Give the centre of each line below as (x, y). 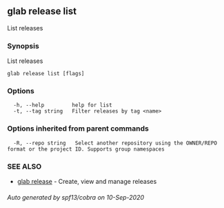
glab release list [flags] (46, 74)
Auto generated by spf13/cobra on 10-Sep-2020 (76, 197)
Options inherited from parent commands (78, 129)
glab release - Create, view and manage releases (87, 181)
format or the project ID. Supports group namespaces (86, 149)
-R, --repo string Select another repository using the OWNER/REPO (115, 143)
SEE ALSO (24, 167)
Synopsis (23, 46)
